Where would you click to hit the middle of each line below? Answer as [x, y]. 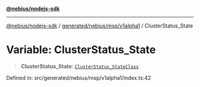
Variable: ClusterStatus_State [81, 50]
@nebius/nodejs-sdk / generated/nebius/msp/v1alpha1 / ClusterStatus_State [100, 26]
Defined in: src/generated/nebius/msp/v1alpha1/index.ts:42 [79, 77]
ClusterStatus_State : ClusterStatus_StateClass [79, 66]
